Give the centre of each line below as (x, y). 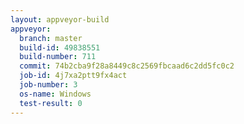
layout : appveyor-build (60, 19)
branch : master (51, 38)
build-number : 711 (58, 57)
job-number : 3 (48, 85)
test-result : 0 (51, 103)
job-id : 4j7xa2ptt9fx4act (73, 76)
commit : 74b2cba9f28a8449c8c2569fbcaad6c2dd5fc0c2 (127, 66)
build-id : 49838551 (60, 47)
